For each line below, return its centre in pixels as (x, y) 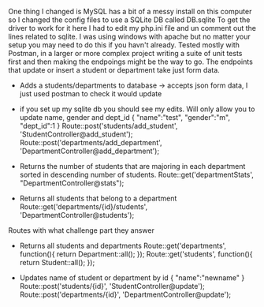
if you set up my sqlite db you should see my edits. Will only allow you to (137, 109)
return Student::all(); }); (57, 262)
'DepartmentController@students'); (77, 215)
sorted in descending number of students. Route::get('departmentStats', (137, 174)
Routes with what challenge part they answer (82, 230)
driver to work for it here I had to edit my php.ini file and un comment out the (132, 28)
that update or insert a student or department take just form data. (114, 70)
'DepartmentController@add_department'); (89, 151)
